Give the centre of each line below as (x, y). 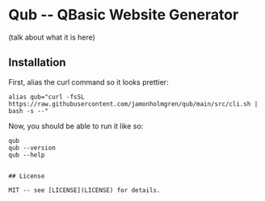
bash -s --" (28, 111)
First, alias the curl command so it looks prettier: (88, 82)
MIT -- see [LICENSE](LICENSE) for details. (84, 190)
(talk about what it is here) (52, 37)
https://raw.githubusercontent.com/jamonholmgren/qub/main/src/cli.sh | (133, 104)
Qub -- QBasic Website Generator (124, 15)
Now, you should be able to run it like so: (76, 126)
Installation (37, 63)
